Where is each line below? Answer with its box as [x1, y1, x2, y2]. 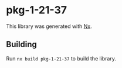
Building [6, 40, 37, 49]
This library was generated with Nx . [6, 23, 92, 30]
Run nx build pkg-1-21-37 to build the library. [6, 55, 116, 62]
